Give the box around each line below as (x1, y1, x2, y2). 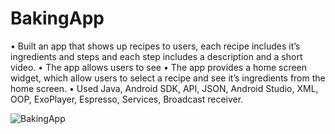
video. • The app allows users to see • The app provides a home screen (10, 61, 308, 73)
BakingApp (10, 7, 105, 30)
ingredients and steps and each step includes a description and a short (10, 50, 303, 62)
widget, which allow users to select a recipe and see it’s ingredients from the (10, 72, 326, 84)
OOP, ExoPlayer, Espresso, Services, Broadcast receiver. (10, 93, 244, 105)
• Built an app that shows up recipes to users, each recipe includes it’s (10, 40, 301, 52)
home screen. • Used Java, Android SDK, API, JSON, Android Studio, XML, (10, 82, 319, 94)
